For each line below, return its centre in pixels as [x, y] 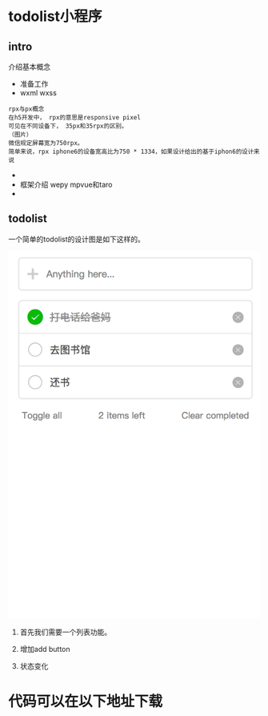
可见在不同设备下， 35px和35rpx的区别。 [68, 126]
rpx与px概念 [26, 109]
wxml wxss [38, 93]
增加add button [45, 649]
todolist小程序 [55, 16]
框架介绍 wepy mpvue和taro [66, 184]
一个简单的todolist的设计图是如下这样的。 [77, 239]
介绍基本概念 [29, 67]
